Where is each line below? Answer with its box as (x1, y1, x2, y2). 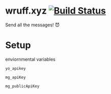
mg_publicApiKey (5, 83, 40, 88)
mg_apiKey (5, 75, 26, 80)
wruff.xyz (5, 5, 47, 17)
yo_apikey (5, 66, 26, 71)
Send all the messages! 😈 (5, 22, 60, 28)
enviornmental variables (5, 56, 56, 62)
